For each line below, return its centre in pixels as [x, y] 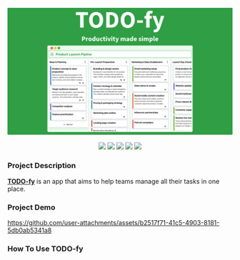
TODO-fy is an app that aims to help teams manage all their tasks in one [114, 181]
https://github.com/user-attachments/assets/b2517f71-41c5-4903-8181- [114, 223]
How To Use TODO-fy [45, 249]
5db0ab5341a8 [30, 230]
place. [17, 189]
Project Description [42, 166]
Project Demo [31, 207]
